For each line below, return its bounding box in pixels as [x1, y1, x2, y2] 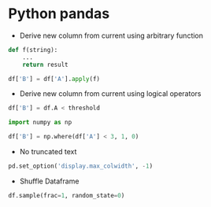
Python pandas [8, 5, 110, 23]
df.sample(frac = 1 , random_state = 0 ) [8, 191, 125, 199]
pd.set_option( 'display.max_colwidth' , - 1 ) [8, 162, 154, 170]
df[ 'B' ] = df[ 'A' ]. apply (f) [8, 75, 101, 83]
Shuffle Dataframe [19, 176, 80, 186]
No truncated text [19, 147, 77, 157]
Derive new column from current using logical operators [19, 89, 202, 98]
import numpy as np [8, 119, 72, 127]
